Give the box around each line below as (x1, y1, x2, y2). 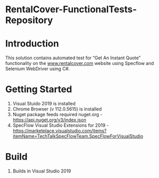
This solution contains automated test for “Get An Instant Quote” (5, 55, 141, 61)
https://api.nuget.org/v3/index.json (12, 117, 86, 123)
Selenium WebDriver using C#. (5, 65, 70, 72)
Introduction (5, 38, 59, 50)
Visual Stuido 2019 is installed (12, 101, 76, 107)
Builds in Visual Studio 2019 (12, 168, 72, 174)
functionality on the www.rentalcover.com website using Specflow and (5, 60, 154, 66)
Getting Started (5, 83, 73, 95)
